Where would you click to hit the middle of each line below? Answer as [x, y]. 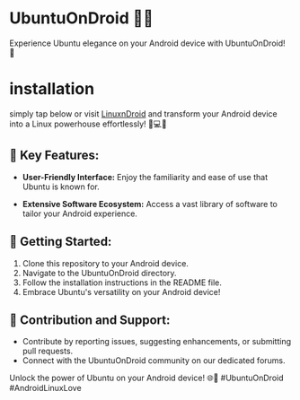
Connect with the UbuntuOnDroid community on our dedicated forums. [154, 361]
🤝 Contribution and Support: [90, 320]
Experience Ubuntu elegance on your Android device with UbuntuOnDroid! [147, 43]
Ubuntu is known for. [61, 187]
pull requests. [48, 351]
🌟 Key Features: [54, 156]
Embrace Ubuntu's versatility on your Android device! [121, 291]
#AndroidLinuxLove [46, 388]
